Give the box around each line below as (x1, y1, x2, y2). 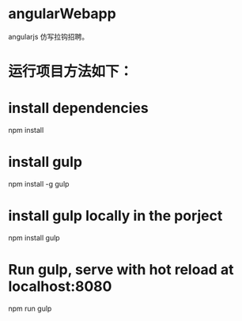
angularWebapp (8, 5, 116, 23)
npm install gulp (8, 232, 61, 242)
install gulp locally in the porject (8, 207, 223, 225)
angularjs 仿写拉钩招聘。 (8, 32, 89, 41)
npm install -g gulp (8, 179, 70, 188)
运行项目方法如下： (8, 62, 134, 81)
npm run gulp (8, 304, 52, 313)
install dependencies (8, 100, 149, 117)
